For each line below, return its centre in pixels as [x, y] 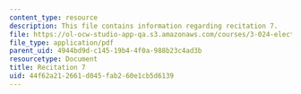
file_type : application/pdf [62, 43]
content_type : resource [54, 17]
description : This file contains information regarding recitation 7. [144, 26]
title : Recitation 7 [48, 68]
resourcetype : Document [54, 59]
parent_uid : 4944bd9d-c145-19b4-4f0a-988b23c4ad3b [106, 51]
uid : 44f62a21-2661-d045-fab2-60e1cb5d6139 [92, 76]
